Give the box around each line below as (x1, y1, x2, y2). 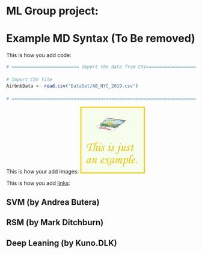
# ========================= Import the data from (6, 64, 136, 70)
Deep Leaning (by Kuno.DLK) (6, 238, 117, 248)
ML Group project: (6, 4, 99, 18)
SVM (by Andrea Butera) (6, 197, 100, 207)
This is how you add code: (6, 52, 72, 59)
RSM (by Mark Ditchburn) (6, 217, 104, 228)
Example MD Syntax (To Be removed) (6, 32, 195, 46)
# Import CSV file (6, 76, 52, 82)
